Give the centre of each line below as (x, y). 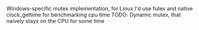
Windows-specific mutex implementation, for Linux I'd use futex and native (100, 9)
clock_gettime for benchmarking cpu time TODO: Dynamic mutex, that (94, 15)
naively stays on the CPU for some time (55, 21)
